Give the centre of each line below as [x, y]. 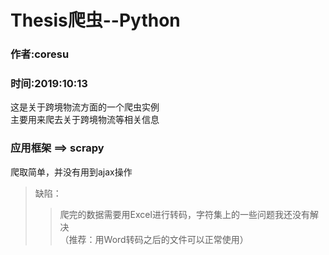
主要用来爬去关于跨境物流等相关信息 [85, 120]
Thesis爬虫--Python [95, 20]
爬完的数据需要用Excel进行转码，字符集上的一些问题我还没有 [184, 214]
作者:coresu [40, 54]
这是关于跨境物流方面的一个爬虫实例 [85, 107]
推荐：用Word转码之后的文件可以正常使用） [158, 239]
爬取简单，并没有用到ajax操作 [71, 172]
